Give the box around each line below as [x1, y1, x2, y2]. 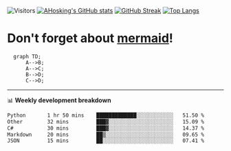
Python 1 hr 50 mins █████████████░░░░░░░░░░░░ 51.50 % [7, 112, 205, 119]
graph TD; [13, 53, 41, 60]
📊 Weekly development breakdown [7, 96, 111, 104]
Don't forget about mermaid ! [7, 31, 174, 46]
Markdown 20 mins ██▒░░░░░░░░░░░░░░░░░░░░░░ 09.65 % [7, 131, 205, 138]
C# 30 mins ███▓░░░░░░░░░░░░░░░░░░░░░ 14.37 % [7, 124, 205, 132]
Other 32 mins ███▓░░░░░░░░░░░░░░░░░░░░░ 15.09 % [7, 118, 205, 125]
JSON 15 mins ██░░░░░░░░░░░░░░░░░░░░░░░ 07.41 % [7, 137, 205, 144]
